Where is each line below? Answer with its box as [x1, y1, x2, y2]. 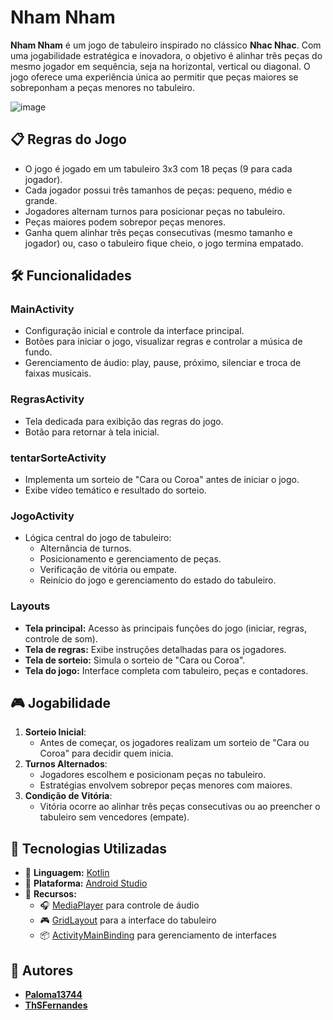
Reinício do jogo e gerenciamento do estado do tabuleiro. [39, 574, 277, 586]
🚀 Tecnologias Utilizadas [10, 840, 167, 857]
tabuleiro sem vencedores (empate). [39, 811, 190, 823]
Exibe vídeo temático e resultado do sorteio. [24, 484, 207, 496]
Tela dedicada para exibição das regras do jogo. [24, 415, 224, 427]
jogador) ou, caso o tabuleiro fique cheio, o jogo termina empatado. [24, 237, 304, 249]
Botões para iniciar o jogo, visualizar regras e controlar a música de [24, 336, 303, 348]
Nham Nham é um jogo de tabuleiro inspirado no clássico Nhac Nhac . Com [10, 39, 322, 51]
